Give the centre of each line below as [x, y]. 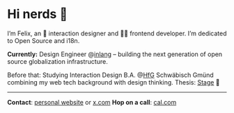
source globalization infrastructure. [57, 61]
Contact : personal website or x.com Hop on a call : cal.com [92, 102]
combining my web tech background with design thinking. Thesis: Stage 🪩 [114, 82]
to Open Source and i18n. [44, 40]
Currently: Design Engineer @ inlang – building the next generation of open [115, 54]
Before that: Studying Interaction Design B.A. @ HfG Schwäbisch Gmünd [110, 75]
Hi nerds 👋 [38, 14]
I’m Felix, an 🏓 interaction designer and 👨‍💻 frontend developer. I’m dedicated [117, 33]
